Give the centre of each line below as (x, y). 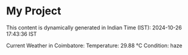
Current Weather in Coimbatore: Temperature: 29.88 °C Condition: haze (94, 45)
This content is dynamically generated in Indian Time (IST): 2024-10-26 (94, 27)
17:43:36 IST (21, 33)
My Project (34, 11)
